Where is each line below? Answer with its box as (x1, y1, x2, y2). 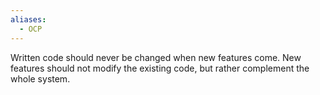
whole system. (10, 72, 71, 85)
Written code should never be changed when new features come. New (10, 51, 302, 63)
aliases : (10, 14, 47, 25)
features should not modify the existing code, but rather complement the (10, 62, 310, 74)
